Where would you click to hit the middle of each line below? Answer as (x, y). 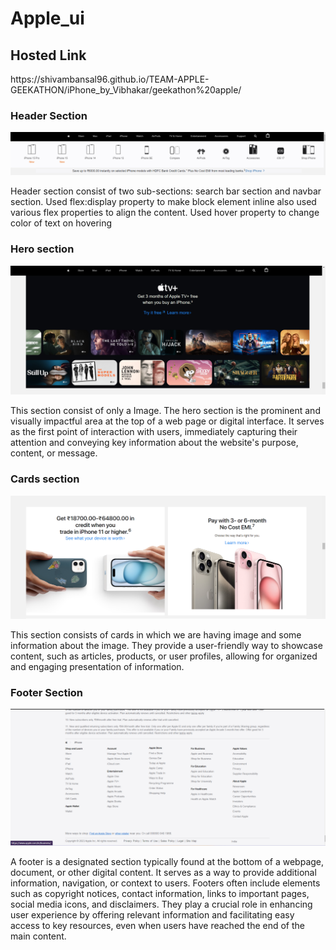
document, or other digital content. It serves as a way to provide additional (163, 872)
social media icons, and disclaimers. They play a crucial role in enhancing (161, 904)
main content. (38, 936)
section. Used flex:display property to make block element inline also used (163, 202)
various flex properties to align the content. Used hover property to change (165, 213)
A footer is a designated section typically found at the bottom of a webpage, (167, 861)
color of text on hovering (61, 223)
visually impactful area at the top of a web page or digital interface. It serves (167, 421)
